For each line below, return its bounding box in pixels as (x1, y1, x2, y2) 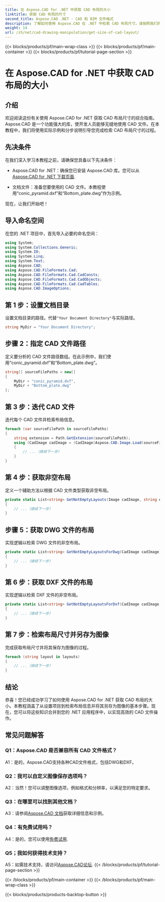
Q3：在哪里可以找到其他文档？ (5, 798, 78, 805)
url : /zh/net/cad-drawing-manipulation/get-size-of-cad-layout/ (5, 30, 139, 35)
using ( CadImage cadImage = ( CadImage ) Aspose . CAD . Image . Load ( (14, 440, 144, 445)
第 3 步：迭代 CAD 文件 (5, 403, 75, 411)
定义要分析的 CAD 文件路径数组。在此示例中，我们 (5, 353, 107, 359)
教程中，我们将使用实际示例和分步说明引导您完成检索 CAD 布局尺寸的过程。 (5, 127, 159, 133)
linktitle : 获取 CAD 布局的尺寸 (5, 12, 66, 17)
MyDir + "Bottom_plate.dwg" (14, 383, 71, 388)
